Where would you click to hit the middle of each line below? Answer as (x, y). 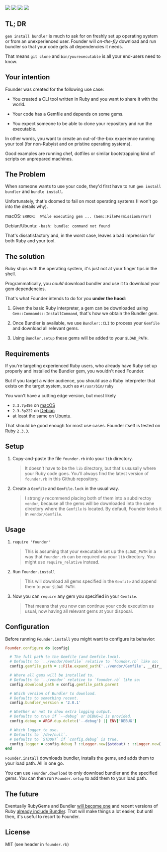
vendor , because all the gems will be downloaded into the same (89, 503)
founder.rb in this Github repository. (62, 479)
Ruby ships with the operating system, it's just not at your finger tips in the (81, 269)
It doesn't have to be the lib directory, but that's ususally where (90, 468)
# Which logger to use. (34, 730)
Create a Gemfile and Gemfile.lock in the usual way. (66, 488)
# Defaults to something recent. (44, 698)
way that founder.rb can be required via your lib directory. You (90, 556)
